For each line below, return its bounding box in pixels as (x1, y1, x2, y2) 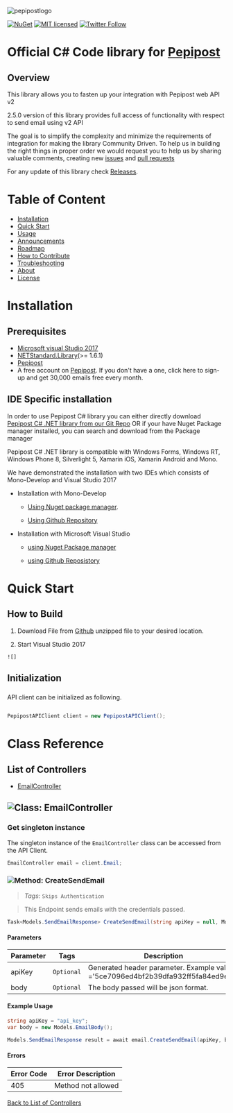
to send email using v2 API (7, 119, 83, 126)
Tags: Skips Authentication (24, 892, 105, 900)
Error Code (10, 1069, 48, 1078)
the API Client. (7, 846, 49, 854)
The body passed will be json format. (87, 983, 209, 992)
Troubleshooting (17, 259, 64, 267)
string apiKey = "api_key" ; (7, 1017, 89, 1025)
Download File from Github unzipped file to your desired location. (17, 627, 204, 635)
